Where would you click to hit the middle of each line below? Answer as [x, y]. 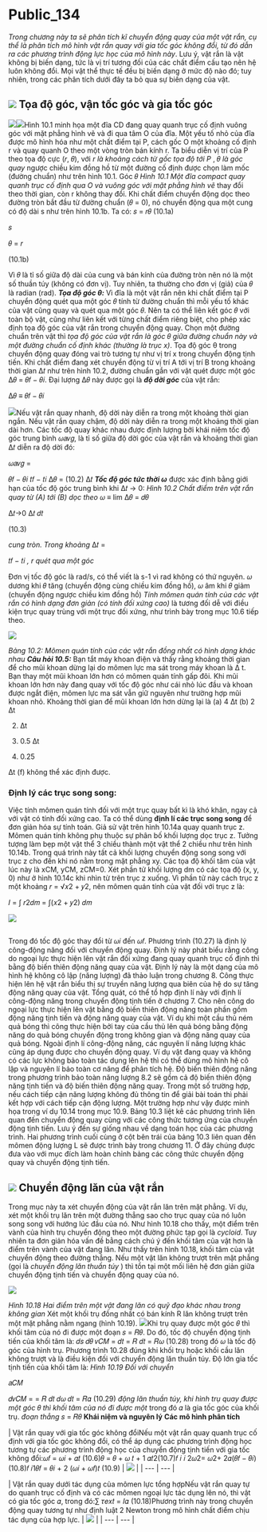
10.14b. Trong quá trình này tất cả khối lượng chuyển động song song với [128, 852]
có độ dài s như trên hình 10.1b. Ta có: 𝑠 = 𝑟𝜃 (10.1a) [91, 211]
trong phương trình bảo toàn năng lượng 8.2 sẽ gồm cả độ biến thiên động [130, 1078]
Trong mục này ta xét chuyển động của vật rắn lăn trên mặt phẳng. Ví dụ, [128, 1207]
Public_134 [45, 15]
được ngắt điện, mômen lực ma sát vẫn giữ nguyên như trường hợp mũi [125, 692]
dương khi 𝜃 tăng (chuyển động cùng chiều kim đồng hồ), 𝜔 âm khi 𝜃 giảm [130, 585]
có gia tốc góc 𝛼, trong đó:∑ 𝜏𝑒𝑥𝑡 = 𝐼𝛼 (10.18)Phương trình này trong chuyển [131, 1502]
